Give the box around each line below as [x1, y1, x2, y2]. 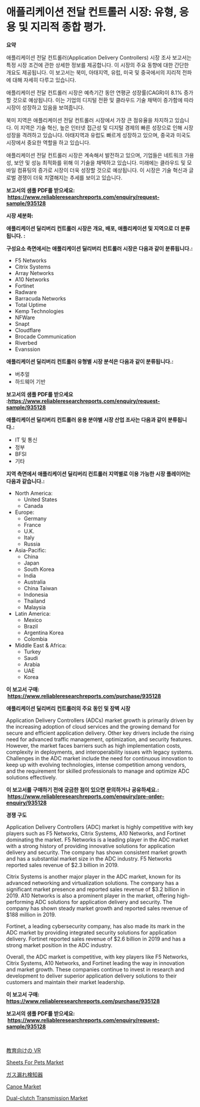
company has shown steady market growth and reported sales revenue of [6, 905, 188, 912]
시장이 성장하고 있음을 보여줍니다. [6, 104, 85, 111]
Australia [23, 578, 46, 585]
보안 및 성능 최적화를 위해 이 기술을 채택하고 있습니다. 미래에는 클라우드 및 [14, 159, 186, 166]
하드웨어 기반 [14, 378, 46, 385]
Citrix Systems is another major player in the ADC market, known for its [6, 872, 181, 880]
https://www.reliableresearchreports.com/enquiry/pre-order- [7, 793, 165, 800]
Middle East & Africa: [14, 642, 67, 649]
